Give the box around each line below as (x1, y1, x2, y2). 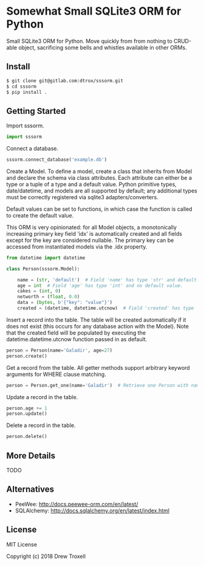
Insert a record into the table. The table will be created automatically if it (6, 316, 186, 324)
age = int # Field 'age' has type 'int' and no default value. (17, 282, 183, 289)
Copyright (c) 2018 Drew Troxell (6, 553, 86, 560)
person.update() (6, 411, 47, 417)
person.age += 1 (6, 405, 47, 411)
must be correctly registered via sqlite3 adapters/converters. (6, 193, 159, 200)
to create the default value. (6, 211, 74, 219)
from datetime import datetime (6, 255, 86, 261)
